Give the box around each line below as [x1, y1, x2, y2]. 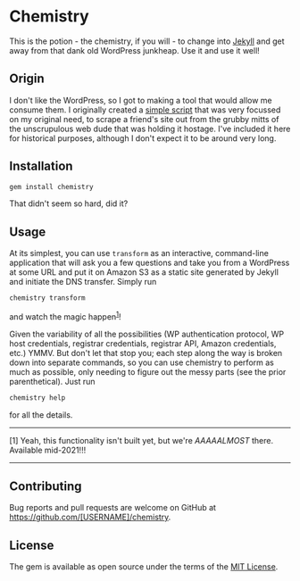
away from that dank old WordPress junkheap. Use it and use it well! [9, 45, 261, 55]
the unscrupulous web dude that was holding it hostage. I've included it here [9, 123, 291, 134]
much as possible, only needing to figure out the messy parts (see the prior [9, 366, 287, 377]
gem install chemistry [9, 182, 94, 191]
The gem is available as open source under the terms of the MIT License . [9, 561, 279, 572]
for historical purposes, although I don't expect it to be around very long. [9, 132, 277, 144]
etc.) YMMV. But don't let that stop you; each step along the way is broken [9, 347, 283, 358]
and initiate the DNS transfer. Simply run [9, 277, 157, 287]
